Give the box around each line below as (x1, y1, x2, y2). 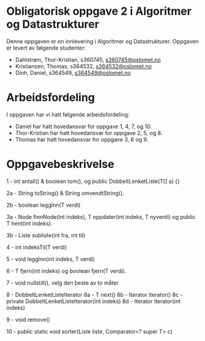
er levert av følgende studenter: (6, 44, 86, 52)
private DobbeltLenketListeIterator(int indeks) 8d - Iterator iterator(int (6, 297, 181, 305)
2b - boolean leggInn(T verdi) (6, 201, 81, 209)
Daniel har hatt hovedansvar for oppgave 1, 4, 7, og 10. (15, 123, 152, 130)
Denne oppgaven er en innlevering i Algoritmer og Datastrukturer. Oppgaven (6, 37, 199, 45)
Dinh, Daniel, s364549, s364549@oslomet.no (15, 69, 131, 76)
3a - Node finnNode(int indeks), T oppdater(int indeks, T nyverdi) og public (6, 213, 196, 220)
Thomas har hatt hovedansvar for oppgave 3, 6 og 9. (15, 136, 149, 143)
